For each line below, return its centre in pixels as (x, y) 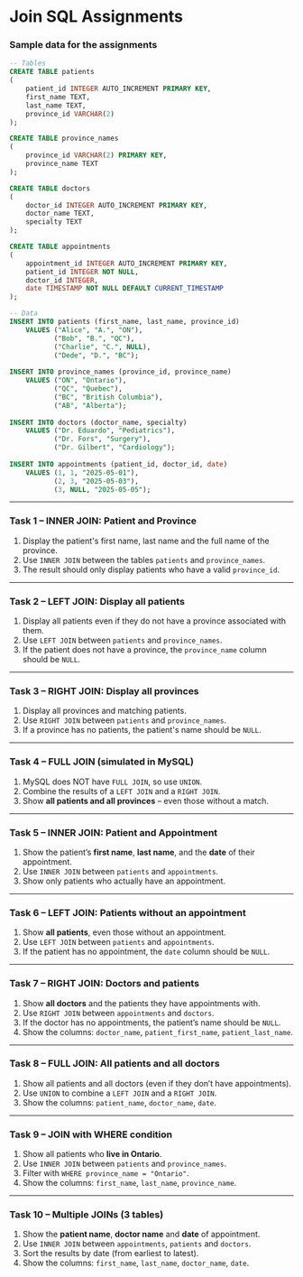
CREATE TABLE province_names (64, 139)
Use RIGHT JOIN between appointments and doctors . (118, 1013)
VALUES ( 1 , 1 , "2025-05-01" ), (83, 472)
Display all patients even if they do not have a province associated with (154, 621)
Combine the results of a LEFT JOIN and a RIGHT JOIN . (121, 791)
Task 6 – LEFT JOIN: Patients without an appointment (128, 912)
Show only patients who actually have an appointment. (124, 881)
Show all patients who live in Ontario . (92, 1154)
